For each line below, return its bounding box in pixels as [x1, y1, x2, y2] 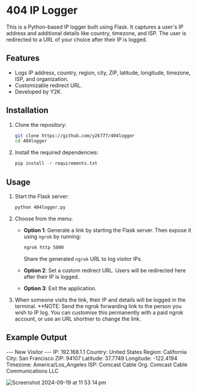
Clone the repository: [14, 121, 67, 128]
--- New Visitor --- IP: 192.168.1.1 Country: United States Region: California [6, 348, 187, 355]
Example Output [6, 332, 67, 343]
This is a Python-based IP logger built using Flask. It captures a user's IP [6, 23, 184, 30]
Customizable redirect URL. [14, 82, 82, 89]
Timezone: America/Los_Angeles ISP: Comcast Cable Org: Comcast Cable [6, 361, 188, 368]
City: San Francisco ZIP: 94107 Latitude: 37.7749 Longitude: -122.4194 [6, 354, 178, 362]
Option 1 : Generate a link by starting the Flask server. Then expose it [23, 226, 192, 234]
